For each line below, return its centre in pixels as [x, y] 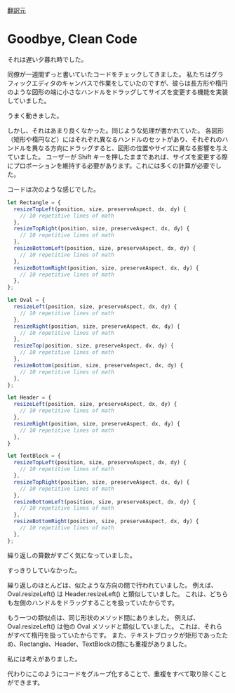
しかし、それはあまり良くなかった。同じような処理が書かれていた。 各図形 [116, 130]
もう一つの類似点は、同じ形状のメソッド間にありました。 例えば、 [103, 617]
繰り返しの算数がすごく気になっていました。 [72, 555]
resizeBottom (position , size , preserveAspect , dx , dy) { [99, 365]
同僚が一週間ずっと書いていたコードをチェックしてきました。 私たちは [109, 74]
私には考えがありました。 [44, 659]
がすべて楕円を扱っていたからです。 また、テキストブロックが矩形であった [115, 635]
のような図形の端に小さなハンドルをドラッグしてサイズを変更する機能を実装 [118, 92]
